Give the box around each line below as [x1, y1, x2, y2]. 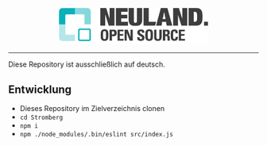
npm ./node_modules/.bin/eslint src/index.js [19, 131, 173, 139]
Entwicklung [8, 83, 72, 96]
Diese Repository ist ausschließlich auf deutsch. [8, 60, 165, 69]
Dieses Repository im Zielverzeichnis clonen [19, 104, 165, 113]
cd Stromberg [19, 113, 64, 122]
